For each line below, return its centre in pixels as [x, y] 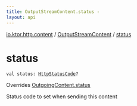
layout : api [21, 17]
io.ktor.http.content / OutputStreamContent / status [69, 34]
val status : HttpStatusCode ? [42, 74]
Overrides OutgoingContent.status [48, 85]
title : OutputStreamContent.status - [53, 12]
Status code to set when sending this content [62, 96]
